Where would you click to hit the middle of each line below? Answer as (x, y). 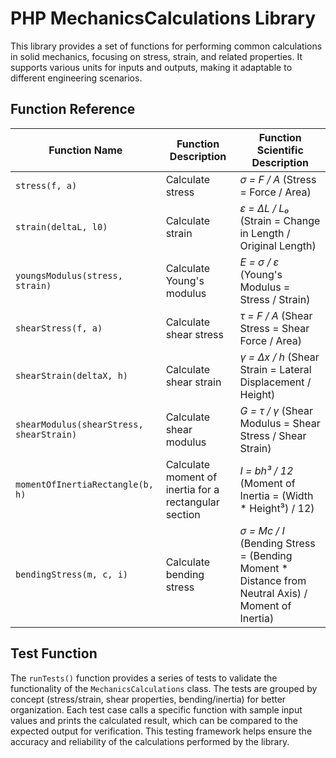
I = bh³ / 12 (266, 470)
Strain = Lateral (275, 369)
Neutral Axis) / (273, 593)
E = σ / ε (259, 262)
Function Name (85, 150)
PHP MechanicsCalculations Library (163, 18)
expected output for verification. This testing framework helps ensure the (161, 731)
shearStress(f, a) (59, 328)
